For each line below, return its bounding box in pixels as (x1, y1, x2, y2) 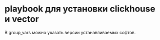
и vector (4, 13, 40, 25)
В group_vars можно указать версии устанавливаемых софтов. (4, 29, 136, 35)
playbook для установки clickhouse (4, 3, 156, 14)
